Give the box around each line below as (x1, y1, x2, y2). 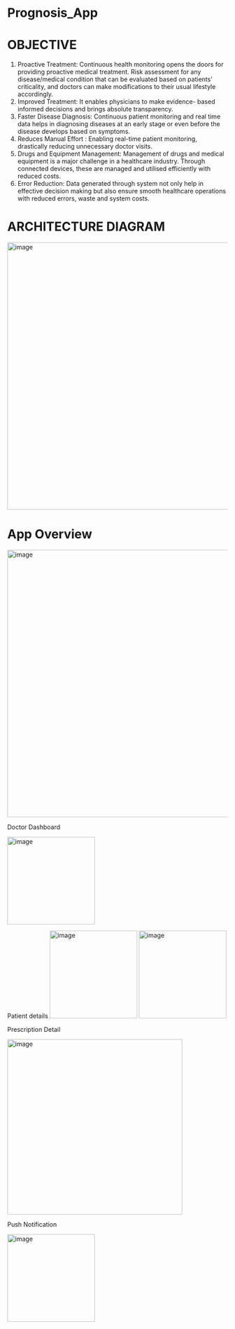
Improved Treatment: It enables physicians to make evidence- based (17, 97, 215, 106)
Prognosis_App (7, 5, 98, 21)
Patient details (7, 1011, 49, 1020)
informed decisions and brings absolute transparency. (17, 105, 173, 114)
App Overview (7, 526, 92, 543)
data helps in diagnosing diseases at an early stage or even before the (17, 120, 220, 128)
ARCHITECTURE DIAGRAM (7, 219, 166, 235)
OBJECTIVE (7, 37, 77, 53)
